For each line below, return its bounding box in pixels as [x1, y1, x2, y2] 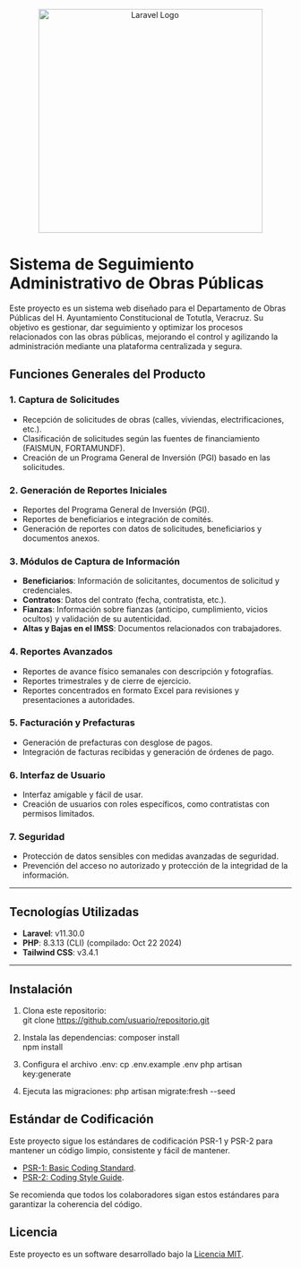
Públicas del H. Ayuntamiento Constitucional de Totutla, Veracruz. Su [9, 312, 264, 322]
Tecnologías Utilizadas [9, 904, 140, 920]
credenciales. [21, 585, 73, 595]
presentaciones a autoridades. [21, 694, 135, 705]
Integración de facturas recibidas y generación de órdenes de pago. [21, 746, 275, 757]
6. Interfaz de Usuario [9, 768, 106, 781]
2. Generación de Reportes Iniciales [9, 484, 168, 496]
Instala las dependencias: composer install [21, 1032, 180, 1043]
